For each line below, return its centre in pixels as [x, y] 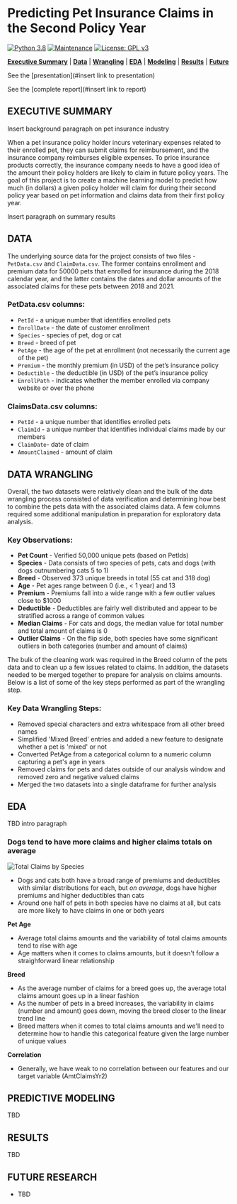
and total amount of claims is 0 [62, 631]
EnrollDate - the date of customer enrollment [83, 327]
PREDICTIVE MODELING [61, 1099]
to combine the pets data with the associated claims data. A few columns [114, 506]
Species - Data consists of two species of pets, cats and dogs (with [116, 563]
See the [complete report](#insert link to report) [77, 89]
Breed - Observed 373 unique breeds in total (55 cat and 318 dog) [114, 578]
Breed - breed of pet [47, 342]
